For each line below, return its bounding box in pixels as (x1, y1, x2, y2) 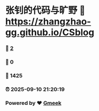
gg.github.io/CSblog (5, 26, 94, 38)
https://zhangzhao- (5, 16, 91, 27)
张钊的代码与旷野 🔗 (5, 5, 86, 16)
